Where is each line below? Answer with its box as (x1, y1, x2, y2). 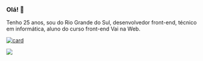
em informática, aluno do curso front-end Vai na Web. (6, 25, 141, 32)
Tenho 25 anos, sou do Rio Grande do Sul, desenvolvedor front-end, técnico (6, 19, 197, 26)
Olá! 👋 (6, 5, 24, 14)
